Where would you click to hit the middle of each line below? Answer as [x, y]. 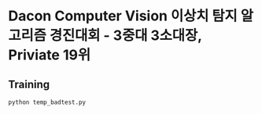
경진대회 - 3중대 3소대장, [125, 36]
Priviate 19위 [50, 55]
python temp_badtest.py [47, 102]
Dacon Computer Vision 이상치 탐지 [123, 16]
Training [29, 84]
